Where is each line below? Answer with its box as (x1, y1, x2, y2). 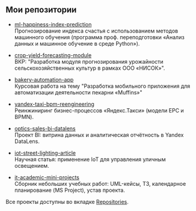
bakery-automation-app (14, 76, 74, 83)
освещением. (14, 162, 49, 169)
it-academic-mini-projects (14, 174, 79, 181)
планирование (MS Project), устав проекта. (14, 186, 126, 194)
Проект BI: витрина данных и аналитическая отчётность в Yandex (14, 131, 184, 138)
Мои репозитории (5, 5, 77, 15)
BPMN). (14, 113, 34, 120)
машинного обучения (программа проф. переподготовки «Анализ (14, 33, 185, 41)
